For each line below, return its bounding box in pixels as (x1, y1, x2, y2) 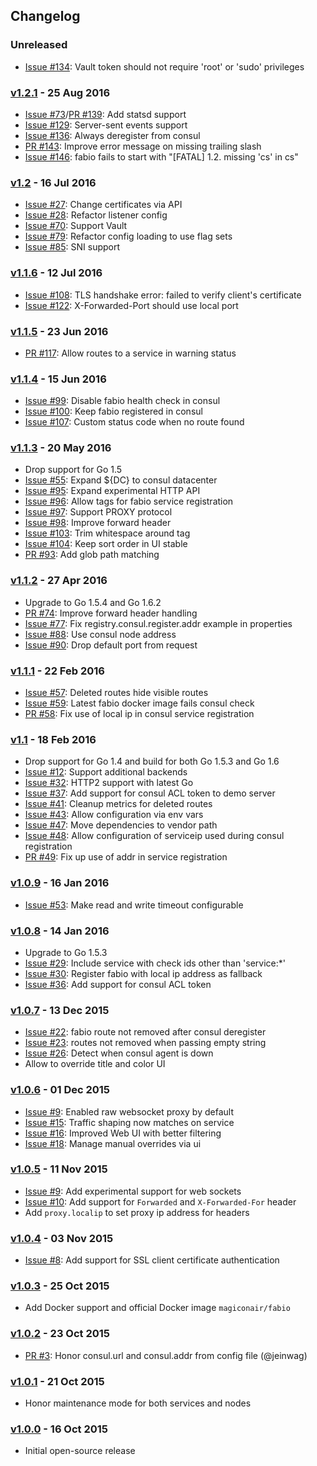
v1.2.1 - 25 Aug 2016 (10, 85, 111, 99)
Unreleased (10, 38, 68, 52)
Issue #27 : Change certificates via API (24, 199, 183, 211)
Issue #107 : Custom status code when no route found (24, 416, 245, 428)
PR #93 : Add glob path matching (24, 549, 160, 561)
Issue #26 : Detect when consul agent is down (24, 1047, 214, 1059)
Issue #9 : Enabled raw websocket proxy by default (24, 1105, 234, 1118)
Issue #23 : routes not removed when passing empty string (24, 1037, 267, 1049)
